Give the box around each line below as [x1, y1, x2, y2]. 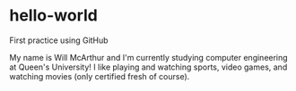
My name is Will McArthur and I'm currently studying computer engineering [9, 52, 289, 62]
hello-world [9, 5, 99, 26]
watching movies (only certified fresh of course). [9, 70, 190, 81]
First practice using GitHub [9, 35, 109, 45]
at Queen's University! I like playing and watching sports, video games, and [9, 62, 288, 72]
